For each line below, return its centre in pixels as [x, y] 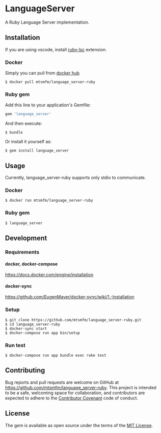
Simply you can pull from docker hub [42, 73]
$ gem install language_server [37, 151]
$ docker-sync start [26, 328]
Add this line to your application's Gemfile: [48, 105]
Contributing [25, 370]
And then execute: [24, 124]
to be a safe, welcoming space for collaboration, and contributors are [75, 393]
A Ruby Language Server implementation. [47, 22]
